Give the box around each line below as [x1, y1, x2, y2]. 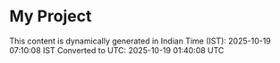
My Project [9, 6, 92, 27]
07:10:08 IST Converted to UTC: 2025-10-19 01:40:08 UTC [9, 44, 225, 55]
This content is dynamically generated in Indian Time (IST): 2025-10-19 [9, 35, 271, 46]
